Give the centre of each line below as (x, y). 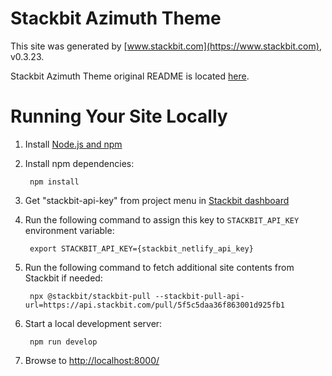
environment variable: (69, 230)
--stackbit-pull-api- (199, 296)
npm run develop (63, 342)
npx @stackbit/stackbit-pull (90, 296)
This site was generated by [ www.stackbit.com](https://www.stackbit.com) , (166, 46)
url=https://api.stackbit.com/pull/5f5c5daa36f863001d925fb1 (155, 305)
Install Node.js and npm (73, 144)
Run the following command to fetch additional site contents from (159, 267)
